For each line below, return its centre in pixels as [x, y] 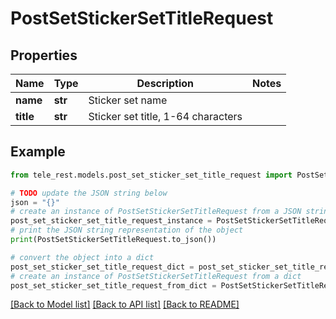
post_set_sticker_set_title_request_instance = [111, 221]
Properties [44, 55]
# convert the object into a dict [82, 257]
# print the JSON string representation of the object [127, 230]
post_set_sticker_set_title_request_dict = [102, 267]
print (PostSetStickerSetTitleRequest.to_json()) [113, 240]
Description [165, 83]
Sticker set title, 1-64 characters [165, 116]
